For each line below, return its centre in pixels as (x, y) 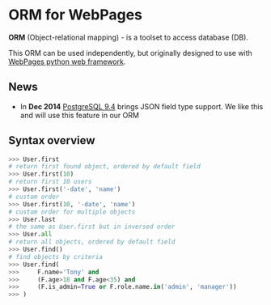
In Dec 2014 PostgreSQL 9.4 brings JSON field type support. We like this (142, 106)
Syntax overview (52, 140)
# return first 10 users (50, 182)
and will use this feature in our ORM (80, 115)
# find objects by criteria (56, 256)
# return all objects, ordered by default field (92, 242)
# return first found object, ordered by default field (104, 167)
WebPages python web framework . (67, 61)
